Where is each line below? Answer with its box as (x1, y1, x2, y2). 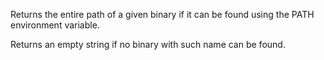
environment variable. (10, 19, 100, 31)
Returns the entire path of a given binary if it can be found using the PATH (10, 9, 315, 20)
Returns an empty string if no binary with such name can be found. (10, 39, 286, 50)
